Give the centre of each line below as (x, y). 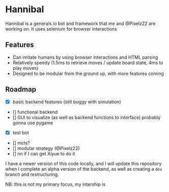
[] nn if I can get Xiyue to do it (44, 153)
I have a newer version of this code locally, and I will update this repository (83, 163)
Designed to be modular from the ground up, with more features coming (88, 73)
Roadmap (21, 89)
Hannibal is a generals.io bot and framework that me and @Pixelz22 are (80, 23)
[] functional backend (35, 112)
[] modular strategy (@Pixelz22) (46, 148)
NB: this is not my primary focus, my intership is (55, 184)
